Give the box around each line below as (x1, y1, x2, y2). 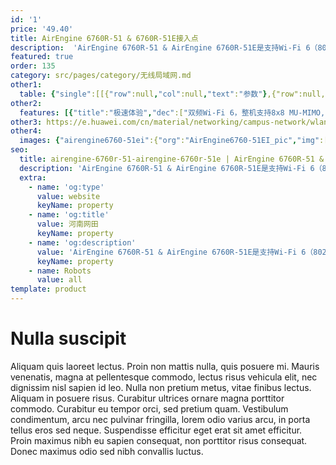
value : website (36, 191, 101, 201)
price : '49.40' (10, 24, 74, 34)
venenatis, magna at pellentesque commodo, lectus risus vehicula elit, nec (10, 371, 318, 383)
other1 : (10, 80, 43, 90)
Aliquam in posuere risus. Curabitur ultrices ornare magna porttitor (10, 392, 285, 404)
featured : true (10, 52, 74, 62)
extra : (19, 172, 47, 183)
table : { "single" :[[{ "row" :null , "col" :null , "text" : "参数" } (19, 89, 268, 99)
